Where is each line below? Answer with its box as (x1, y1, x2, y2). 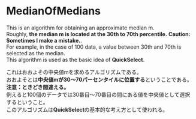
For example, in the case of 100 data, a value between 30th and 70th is (6, 43, 182, 50)
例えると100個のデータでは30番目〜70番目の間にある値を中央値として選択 (6, 91, 191, 98)
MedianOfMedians (6, 4, 101, 18)
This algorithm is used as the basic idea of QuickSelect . (6, 56, 145, 63)
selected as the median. (6, 49, 65, 56)
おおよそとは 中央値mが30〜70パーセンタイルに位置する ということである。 (6, 76, 193, 83)
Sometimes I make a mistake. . (6, 37, 82, 44)
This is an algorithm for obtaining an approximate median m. (6, 24, 155, 31)
